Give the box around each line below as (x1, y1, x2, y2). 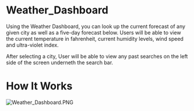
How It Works (6, 79, 73, 93)
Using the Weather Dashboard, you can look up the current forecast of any (6, 23, 185, 30)
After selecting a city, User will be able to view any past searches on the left (6, 53, 188, 60)
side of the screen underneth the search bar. (6, 59, 114, 66)
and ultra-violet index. (6, 41, 59, 48)
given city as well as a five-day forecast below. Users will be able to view (6, 29, 182, 36)
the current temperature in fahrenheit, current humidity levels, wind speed (6, 35, 184, 42)
